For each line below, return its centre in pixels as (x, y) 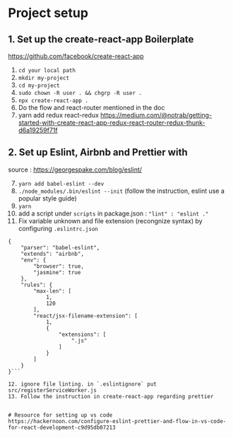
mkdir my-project (44, 78)
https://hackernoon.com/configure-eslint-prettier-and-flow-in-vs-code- (117, 421)
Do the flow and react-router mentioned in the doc (91, 107)
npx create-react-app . (53, 101)
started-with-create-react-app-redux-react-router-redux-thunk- (112, 123)
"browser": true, (59, 266)
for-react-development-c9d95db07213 (62, 427)
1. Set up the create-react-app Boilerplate (101, 39)
